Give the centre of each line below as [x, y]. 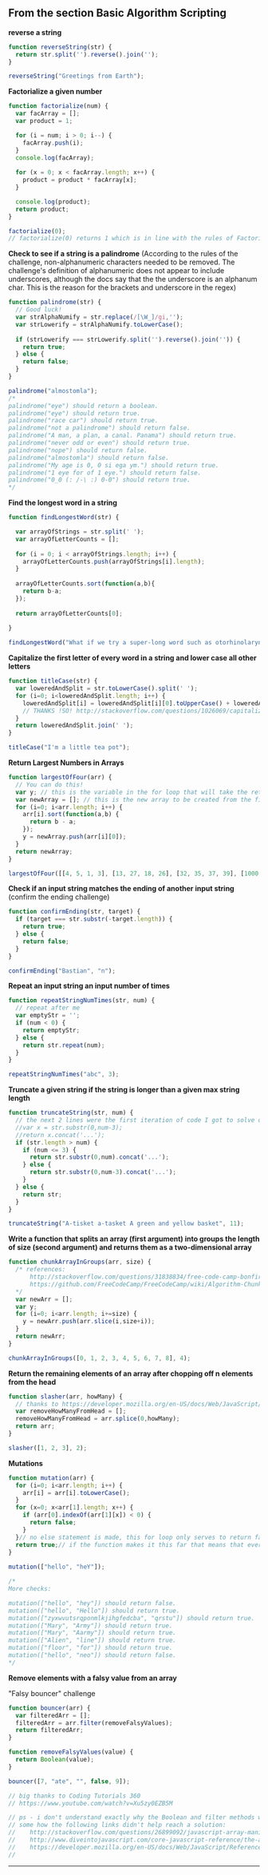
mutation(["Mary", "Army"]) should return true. [91, 1625]
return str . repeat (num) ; [64, 1045]
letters [19, 667]
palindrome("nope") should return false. [78, 450]
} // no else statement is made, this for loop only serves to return [133, 1537]
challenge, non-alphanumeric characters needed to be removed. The [122, 262]
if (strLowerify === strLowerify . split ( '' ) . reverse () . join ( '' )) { [128, 339]
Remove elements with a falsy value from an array [93, 1678]
